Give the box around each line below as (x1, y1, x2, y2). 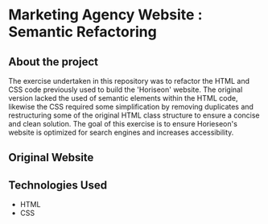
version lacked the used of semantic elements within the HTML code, (8, 93, 238, 102)
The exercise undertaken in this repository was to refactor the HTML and (8, 77, 250, 85)
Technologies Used (8, 178, 107, 192)
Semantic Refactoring (8, 23, 157, 41)
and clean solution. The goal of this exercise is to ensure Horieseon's (8, 119, 237, 128)
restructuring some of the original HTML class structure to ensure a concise (8, 110, 260, 120)
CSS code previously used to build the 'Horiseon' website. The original (8, 85, 243, 94)
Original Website (8, 151, 94, 164)
